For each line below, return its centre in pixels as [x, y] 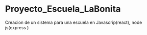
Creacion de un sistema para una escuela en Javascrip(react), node [73, 22]
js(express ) [17, 27]
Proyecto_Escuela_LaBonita [63, 9]
